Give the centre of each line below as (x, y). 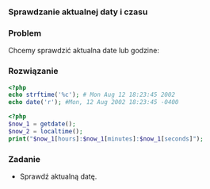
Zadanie (25, 159)
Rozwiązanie (33, 71)
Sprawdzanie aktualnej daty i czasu (78, 12)
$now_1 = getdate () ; (42, 124)
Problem (25, 33)
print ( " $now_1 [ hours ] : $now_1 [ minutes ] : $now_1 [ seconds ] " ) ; (106, 139)
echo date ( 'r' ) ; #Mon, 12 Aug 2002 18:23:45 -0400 (94, 102)
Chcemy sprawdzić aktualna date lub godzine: (84, 51)
